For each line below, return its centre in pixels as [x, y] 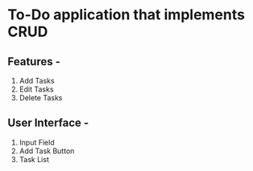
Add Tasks [37, 81]
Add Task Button [47, 151]
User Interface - [48, 123]
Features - [34, 61]
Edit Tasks [36, 89]
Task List [34, 159]
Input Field [37, 142]
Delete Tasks [41, 98]
